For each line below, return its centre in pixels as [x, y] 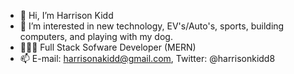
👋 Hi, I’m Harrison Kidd [66, 15]
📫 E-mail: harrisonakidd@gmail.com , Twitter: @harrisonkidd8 [147, 58]
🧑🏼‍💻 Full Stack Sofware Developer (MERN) [108, 47]
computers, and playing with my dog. [96, 36]
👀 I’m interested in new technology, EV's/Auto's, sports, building [152, 26]
